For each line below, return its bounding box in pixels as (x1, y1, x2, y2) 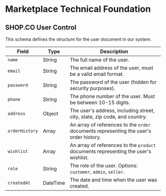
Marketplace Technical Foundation (5, 3, 151, 15)
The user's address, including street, (70, 107, 155, 114)
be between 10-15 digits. (70, 99, 130, 106)
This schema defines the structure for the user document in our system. (5, 36, 152, 42)
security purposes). (70, 85, 116, 92)
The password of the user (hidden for (70, 79, 157, 85)
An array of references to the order (70, 121, 151, 128)
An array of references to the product (70, 142, 156, 148)
